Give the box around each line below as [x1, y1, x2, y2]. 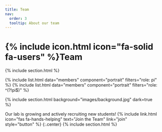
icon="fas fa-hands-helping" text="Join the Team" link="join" [5, 117, 127, 122]
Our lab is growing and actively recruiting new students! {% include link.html [5, 111, 157, 117]
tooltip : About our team [9, 20, 59, 26]
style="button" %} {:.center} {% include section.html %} [5, 121, 118, 127]
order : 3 [9, 16, 27, 21]
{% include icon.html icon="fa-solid [5, 42, 153, 52]
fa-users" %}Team [5, 52, 83, 63]
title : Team [5, 7, 29, 12]
